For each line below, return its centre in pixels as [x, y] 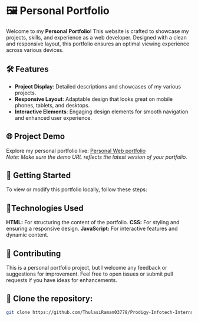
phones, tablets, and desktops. [52, 105]
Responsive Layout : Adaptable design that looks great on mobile [93, 99]
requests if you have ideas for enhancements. [62, 280]
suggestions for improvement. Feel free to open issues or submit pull [90, 274]
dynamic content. [27, 235]
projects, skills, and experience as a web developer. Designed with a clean [96, 37]
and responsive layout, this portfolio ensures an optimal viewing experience [98, 44]
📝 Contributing [34, 253]
